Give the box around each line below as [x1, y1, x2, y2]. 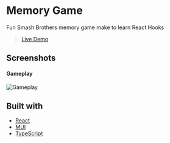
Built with [6, 101, 43, 111]
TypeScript [15, 130, 43, 137]
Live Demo [21, 35, 49, 42]
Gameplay [6, 70, 33, 77]
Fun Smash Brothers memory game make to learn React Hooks [6, 24, 165, 31]
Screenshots [6, 53, 56, 64]
